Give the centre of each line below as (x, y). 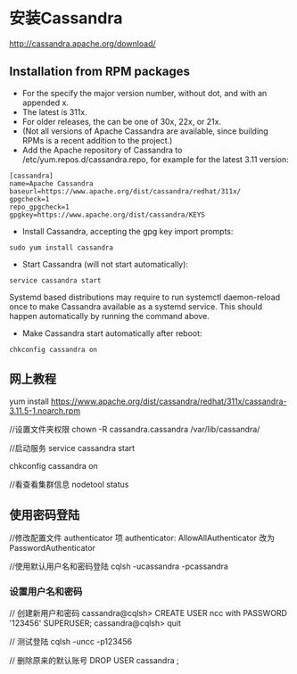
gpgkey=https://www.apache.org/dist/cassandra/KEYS (107, 215)
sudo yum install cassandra (62, 247)
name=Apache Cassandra (51, 184)
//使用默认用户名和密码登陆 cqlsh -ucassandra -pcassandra (119, 566)
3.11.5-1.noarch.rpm (45, 410)
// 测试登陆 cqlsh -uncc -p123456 (70, 641)
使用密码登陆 (45, 515)
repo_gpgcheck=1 (39, 207)
